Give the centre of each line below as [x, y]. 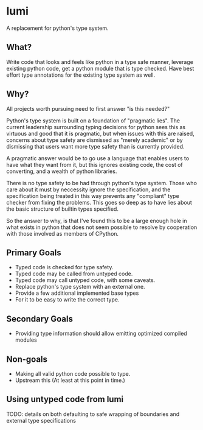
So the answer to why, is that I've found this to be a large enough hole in [97, 220]
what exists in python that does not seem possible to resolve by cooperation [102, 227]
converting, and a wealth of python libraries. [62, 171]
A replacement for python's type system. [57, 28]
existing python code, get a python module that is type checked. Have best [100, 68]
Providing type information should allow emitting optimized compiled [101, 334]
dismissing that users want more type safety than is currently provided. [95, 146]
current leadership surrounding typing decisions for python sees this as [96, 127]
